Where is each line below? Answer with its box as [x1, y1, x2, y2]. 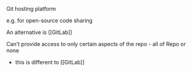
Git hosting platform [6, 5, 57, 12]
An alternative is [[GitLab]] [6, 29, 73, 36]
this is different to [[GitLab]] [15, 59, 85, 66]
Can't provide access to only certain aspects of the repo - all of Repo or [6, 41, 187, 47]
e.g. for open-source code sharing [6, 17, 93, 24]
